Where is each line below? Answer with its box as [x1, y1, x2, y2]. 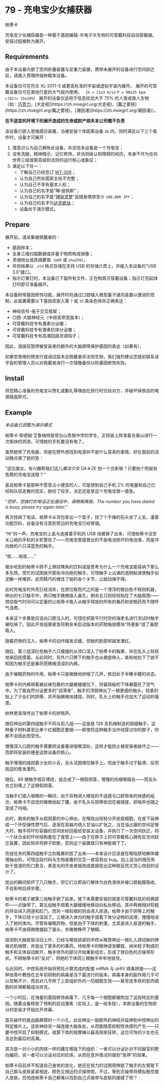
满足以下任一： [12, 163, 42, 169]
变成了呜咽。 [5, 805, 31, 811]
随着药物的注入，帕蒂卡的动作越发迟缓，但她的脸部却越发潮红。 [5, 638, 133, 644]
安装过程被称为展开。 [5, 38, 48, 44]
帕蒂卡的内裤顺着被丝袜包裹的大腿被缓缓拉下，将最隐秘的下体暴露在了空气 [5, 682, 155, 688]
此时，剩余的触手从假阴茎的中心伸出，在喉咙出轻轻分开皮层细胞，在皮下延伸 [5, 815, 159, 821]
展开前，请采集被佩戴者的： [5, 234, 61, 240]
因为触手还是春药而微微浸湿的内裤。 [9, 661, 82, 666]
